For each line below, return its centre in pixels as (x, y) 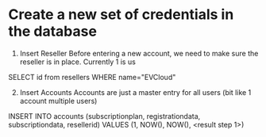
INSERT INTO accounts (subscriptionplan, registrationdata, (104, 116)
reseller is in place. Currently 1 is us (78, 62)
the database (53, 31)
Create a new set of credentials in (121, 15)
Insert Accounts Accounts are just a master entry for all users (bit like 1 (135, 92)
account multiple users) (58, 101)
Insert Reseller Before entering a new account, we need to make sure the (139, 53)
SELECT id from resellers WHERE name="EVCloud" (92, 77)
